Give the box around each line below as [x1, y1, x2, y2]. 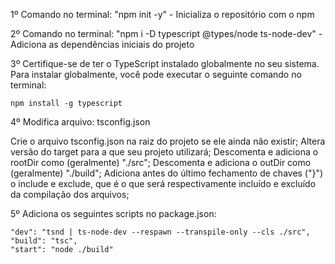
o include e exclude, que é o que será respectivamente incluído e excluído [10, 178, 317, 189]
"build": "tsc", [10, 236, 78, 246]
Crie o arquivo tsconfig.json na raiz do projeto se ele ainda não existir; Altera [10, 135, 326, 147]
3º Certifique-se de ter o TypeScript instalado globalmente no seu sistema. [10, 58, 320, 69]
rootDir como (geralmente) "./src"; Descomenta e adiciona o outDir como [10, 157, 312, 168]
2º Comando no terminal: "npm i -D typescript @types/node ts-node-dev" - [10, 28, 323, 39]
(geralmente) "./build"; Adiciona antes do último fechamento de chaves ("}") [10, 167, 324, 179]
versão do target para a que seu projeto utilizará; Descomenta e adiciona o [10, 146, 319, 158]
